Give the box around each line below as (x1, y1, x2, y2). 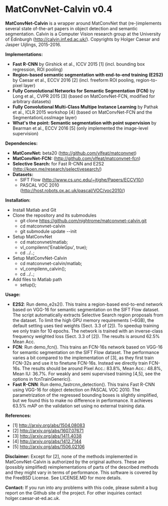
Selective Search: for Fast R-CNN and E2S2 (12, 160, 104, 166)
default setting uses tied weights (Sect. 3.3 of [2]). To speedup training (12, 322, 159, 328)
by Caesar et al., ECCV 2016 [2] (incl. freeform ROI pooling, (12, 77, 135, 83)
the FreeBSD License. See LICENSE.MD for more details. (5, 474, 122, 481)
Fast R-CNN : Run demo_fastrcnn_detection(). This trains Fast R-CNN (12, 381, 155, 387)
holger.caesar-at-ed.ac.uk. (5, 495, 61, 501)
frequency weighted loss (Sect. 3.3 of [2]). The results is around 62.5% (12, 333, 160, 339)
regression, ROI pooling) (12, 66, 63, 72)
